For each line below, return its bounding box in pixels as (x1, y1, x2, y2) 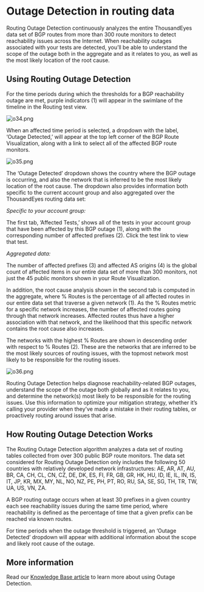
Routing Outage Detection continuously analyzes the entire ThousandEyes (6, 24, 192, 32)
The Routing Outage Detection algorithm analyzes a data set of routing (6, 445, 183, 452)
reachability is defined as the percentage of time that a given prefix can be (6, 508, 193, 516)
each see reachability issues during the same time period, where (6, 502, 168, 510)
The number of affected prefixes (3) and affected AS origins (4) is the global (6, 261, 197, 269)
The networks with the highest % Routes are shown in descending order (6, 337, 187, 344)
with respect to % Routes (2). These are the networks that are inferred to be (6, 343, 196, 350)
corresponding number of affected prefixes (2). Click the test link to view (6, 232, 189, 239)
